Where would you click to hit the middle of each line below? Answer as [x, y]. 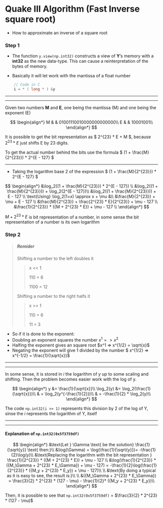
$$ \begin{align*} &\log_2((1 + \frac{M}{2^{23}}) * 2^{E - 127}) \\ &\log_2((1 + [81, 186]
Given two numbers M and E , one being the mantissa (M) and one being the [81, 108]
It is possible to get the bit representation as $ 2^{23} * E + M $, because [78, 137]
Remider [26, 246]
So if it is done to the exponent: [43, 334]
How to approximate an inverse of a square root [60, 33]
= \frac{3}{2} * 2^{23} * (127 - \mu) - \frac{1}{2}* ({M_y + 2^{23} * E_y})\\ [81, 481]
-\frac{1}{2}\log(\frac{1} [133, 465]
